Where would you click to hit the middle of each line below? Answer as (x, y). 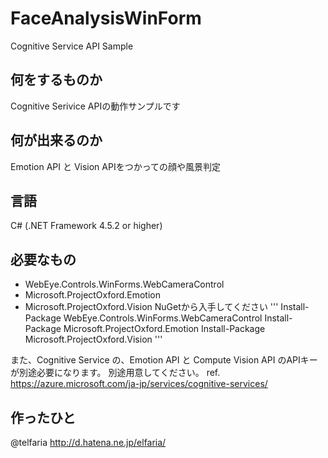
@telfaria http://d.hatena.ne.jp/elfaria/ (88, 442)
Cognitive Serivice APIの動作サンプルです (95, 106)
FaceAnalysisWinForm (106, 18)
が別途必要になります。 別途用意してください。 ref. (115, 373)
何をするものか (56, 80)
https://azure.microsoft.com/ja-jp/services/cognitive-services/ (139, 384)
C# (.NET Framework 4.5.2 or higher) (86, 226)
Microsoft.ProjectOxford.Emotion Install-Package (164, 329)
